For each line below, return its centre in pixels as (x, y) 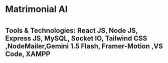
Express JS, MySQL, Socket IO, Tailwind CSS (76, 38)
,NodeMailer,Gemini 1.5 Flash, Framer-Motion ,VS (84, 46)
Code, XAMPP (28, 54)
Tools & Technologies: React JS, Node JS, (71, 31)
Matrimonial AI (36, 9)
